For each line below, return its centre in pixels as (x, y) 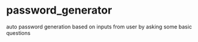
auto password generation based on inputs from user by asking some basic (99, 27)
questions (19, 33)
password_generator (59, 10)
